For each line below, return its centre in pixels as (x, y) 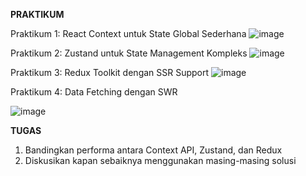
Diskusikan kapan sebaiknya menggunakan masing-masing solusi (160, 160)
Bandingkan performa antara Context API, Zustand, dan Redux (153, 150)
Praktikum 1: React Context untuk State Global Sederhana (128, 33)
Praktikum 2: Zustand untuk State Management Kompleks (129, 53)
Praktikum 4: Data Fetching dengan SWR (94, 92)
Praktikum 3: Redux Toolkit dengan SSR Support (110, 72)
